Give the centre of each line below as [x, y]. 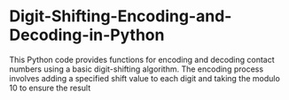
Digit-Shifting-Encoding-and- [121, 16]
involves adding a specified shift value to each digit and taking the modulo [145, 78]
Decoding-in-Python [87, 35]
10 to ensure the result [50, 88]
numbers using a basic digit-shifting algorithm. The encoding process [137, 69]
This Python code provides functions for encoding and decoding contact [142, 59]
